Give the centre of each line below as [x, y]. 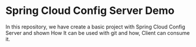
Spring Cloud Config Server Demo [90, 11]
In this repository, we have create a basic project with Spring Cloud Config [95, 27]
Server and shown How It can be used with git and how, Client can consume [98, 32]
